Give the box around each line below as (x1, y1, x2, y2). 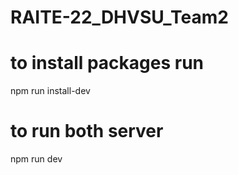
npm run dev (10, 153, 63, 165)
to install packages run (10, 52, 205, 75)
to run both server (10, 120, 164, 143)
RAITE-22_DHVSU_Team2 (10, 6, 229, 29)
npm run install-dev (10, 85, 91, 97)
